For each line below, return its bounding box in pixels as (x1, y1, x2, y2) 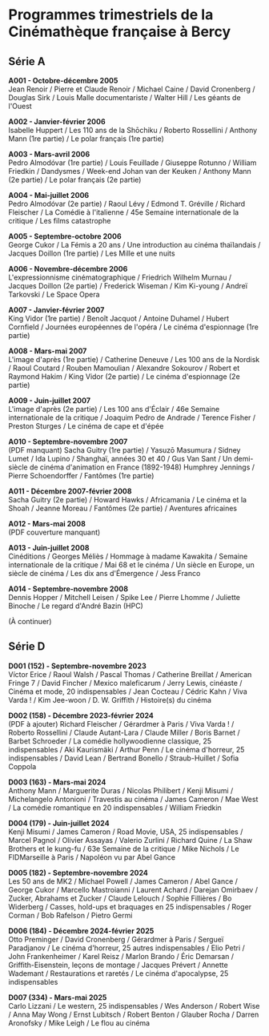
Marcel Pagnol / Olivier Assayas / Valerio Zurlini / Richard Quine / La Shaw (8, 835, 253, 845)
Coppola (8, 761, 37, 771)
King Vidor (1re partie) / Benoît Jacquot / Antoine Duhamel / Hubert (8, 314, 230, 323)
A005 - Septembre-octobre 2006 (8, 232, 122, 241)
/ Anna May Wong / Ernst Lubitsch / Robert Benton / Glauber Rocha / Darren (8, 1010, 259, 1019)
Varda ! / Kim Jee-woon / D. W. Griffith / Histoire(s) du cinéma (8, 695, 212, 704)
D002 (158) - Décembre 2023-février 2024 (8, 711, 155, 720)
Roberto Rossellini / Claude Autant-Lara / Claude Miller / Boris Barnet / (8, 728, 240, 737)
